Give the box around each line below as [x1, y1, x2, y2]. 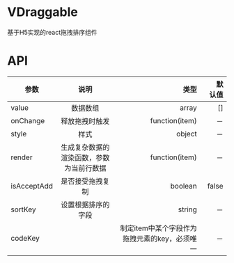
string [178, 205, 197, 214]
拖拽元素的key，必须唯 [123, 234, 197, 244]
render [10, 152, 33, 162]
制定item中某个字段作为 [120, 223, 197, 233]
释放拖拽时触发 [60, 116, 110, 126]
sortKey [10, 205, 36, 214]
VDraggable [7, 4, 78, 20]
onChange [10, 115, 45, 125]
